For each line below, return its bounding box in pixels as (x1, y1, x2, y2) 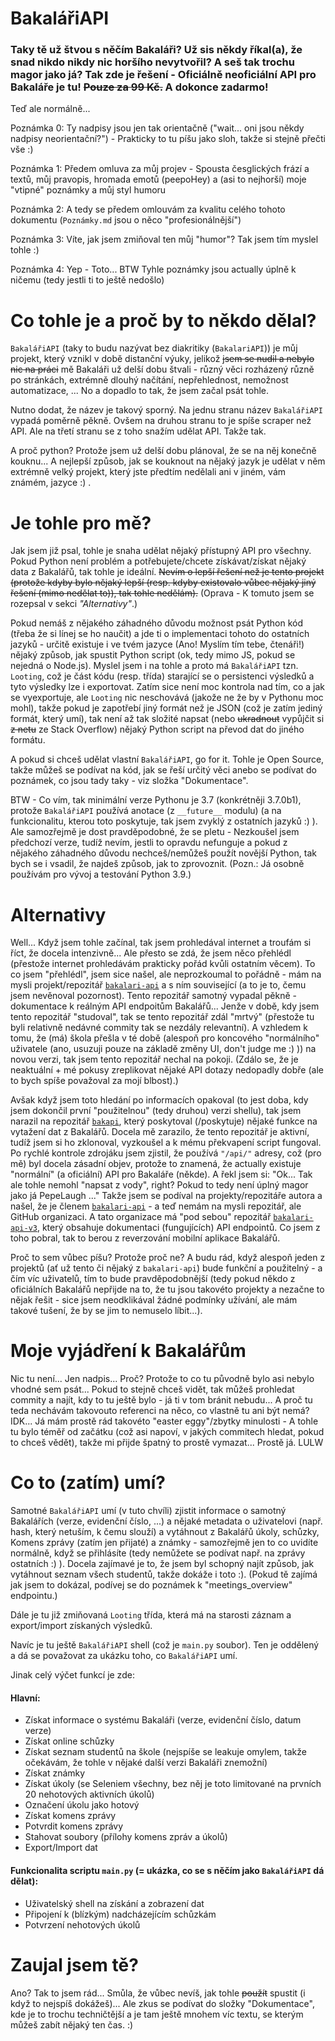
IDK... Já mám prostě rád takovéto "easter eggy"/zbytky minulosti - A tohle (10, 1415, 319, 1427)
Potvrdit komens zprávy (24, 1820, 124, 1832)
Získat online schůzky (24, 1735, 115, 1747)
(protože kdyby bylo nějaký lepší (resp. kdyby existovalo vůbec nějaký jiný (10, 577, 317, 589)
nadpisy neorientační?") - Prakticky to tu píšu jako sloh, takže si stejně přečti (10, 133, 326, 145)
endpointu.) (10, 1590, 58, 1602)
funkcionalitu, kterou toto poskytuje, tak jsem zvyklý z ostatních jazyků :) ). (10, 815, 318, 827)
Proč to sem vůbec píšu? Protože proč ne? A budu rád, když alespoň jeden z (10, 1252, 326, 1264)
